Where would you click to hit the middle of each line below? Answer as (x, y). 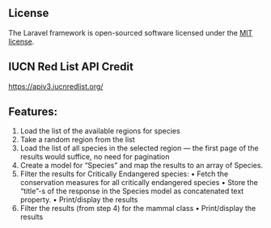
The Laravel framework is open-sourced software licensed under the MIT (131, 32)
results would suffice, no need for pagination (95, 157)
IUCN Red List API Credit (71, 67)
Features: (33, 112)
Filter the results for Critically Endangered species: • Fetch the (124, 174)
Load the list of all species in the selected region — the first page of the (139, 148)
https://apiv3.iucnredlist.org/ (56, 86)
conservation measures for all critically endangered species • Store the (139, 183)
